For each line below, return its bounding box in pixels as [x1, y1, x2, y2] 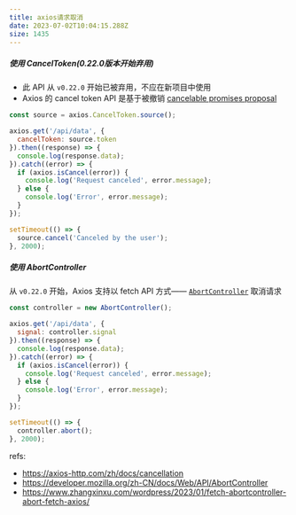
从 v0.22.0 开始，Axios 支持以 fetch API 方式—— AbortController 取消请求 [9, 285, 282, 297]
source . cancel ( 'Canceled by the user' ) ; [17, 233, 168, 242]
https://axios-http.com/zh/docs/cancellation [21, 467, 184, 479]
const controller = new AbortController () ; [9, 303, 173, 313]
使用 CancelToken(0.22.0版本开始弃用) [9, 58, 154, 68]
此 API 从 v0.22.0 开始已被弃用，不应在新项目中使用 [21, 82, 212, 93]
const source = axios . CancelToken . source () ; [9, 111, 176, 120]
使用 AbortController [9, 262, 87, 273]
